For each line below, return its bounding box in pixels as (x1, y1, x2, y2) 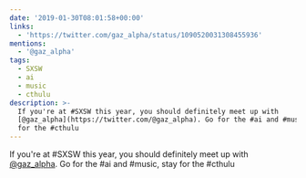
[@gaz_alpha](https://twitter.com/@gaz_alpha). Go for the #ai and (17, 115, 280, 124)
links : (9, 22, 35, 31)
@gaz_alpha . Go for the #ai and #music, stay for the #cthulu (9, 159, 235, 169)
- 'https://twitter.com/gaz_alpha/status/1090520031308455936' (17, 30, 262, 39)
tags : (9, 56, 30, 65)
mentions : (9, 38, 47, 48)
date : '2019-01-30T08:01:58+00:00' (9, 13, 145, 23)
